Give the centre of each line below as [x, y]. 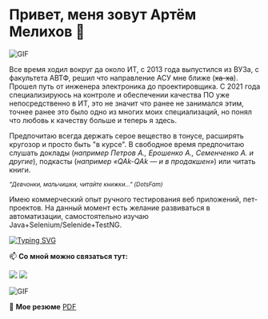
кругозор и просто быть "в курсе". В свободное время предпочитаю [127, 144]
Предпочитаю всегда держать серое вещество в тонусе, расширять [127, 136]
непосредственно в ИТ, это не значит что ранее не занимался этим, [127, 103]
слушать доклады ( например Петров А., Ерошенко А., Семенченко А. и [132, 153]
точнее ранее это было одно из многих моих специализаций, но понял [131, 112]
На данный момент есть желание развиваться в [127, 207]
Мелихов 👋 [47, 32]
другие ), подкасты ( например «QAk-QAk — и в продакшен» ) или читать [132, 161]
